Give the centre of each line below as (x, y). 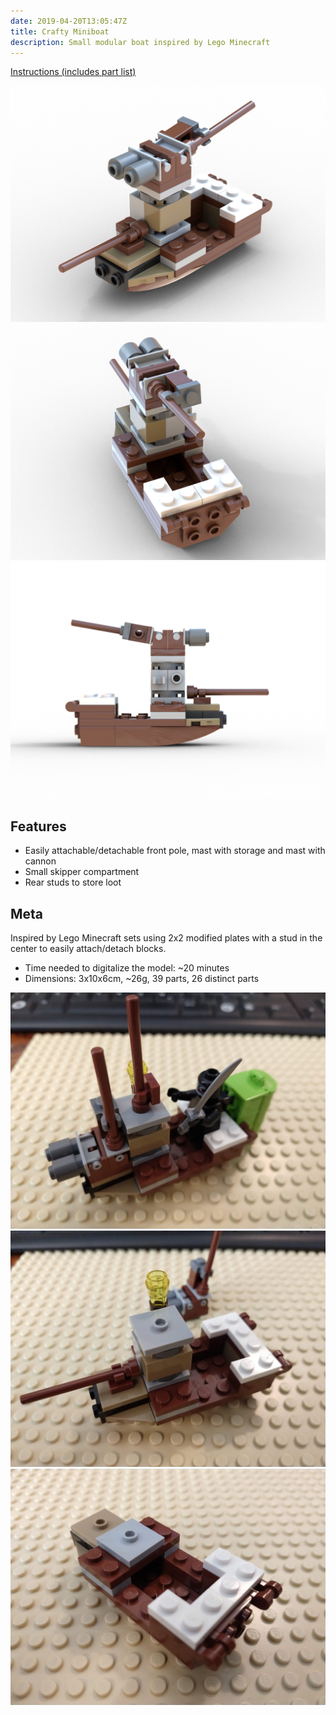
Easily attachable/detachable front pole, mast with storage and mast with (175, 851)
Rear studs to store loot (73, 882)
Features (38, 826)
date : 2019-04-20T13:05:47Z (69, 21)
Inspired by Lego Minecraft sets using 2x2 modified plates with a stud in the (166, 938)
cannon (40, 861)
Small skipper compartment (82, 872)
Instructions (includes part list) (73, 72)
